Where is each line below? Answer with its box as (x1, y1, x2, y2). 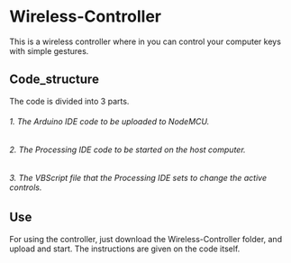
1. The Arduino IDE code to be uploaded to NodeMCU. (9, 116, 210, 127)
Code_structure (9, 72, 99, 87)
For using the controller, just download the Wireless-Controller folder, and (9, 233, 282, 244)
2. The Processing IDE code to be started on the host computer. (9, 144, 246, 155)
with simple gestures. (9, 45, 89, 56)
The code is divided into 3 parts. (9, 95, 130, 106)
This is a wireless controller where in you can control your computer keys (9, 36, 282, 47)
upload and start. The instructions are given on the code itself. (9, 243, 241, 254)
